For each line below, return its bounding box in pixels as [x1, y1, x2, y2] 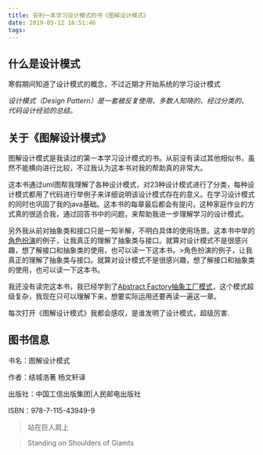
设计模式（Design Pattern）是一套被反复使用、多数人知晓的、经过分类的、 [8, 96, 249, 106]
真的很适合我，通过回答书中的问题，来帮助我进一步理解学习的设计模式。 [14, 209, 248, 218]
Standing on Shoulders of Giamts [27, 438, 135, 447]
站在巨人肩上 [27, 422, 69, 431]
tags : [8, 26, 26, 34]
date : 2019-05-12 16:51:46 [8, 19, 96, 27]
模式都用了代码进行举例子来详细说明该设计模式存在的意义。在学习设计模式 [14, 190, 255, 198]
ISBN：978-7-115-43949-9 [8, 406, 95, 415]
